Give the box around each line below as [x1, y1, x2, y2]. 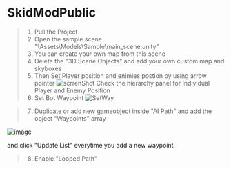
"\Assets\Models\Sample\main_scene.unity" [34, 42, 160, 50]
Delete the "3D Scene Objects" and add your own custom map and [34, 57, 225, 65]
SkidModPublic [7, 5, 97, 21]
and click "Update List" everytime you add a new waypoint [7, 141, 174, 149]
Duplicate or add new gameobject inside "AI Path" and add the [34, 107, 212, 115]
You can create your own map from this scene [34, 50, 165, 58]
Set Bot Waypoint [34, 93, 84, 101]
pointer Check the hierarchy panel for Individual [34, 79, 210, 87]
